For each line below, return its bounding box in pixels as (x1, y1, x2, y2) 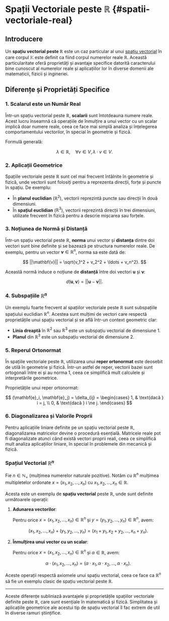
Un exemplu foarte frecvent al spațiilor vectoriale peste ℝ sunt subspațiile (5, 305, 157, 310)
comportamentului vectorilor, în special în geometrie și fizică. (5, 129, 132, 135)
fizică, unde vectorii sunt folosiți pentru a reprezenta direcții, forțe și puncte (5, 179, 161, 185)
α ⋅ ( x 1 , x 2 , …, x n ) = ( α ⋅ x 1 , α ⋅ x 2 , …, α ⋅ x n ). (45, 560, 131, 568)
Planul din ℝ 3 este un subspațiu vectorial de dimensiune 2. (12, 333, 135, 340)
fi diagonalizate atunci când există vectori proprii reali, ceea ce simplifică (5, 435, 156, 442)
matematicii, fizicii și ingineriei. (5, 71, 69, 77)
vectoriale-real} (5, 15, 73, 26)
